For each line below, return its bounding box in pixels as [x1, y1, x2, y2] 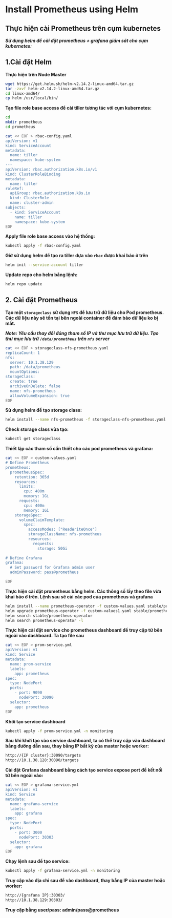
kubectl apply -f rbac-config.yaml [5, 243, 81, 248]
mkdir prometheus [5, 119, 42, 125]
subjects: [5, 205, 27, 211]
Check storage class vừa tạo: [5, 426, 69, 432]
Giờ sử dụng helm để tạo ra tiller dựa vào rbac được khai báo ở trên [5, 253, 148, 259]
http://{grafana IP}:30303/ [5, 893, 66, 898]
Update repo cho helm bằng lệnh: [5, 272, 78, 278]
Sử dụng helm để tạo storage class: [5, 407, 82, 413]
